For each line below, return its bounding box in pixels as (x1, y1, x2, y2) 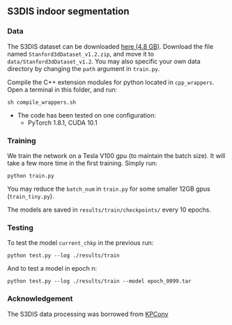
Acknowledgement (7, 294, 73, 303)
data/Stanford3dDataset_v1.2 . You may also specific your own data (7, 57, 201, 65)
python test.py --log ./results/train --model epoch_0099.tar (7, 278, 192, 285)
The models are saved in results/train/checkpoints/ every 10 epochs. (7, 205, 211, 214)
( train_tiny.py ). (7, 191, 54, 200)
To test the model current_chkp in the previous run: (7, 239, 154, 247)
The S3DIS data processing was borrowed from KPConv (7, 310, 169, 318)
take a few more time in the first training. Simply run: (7, 159, 158, 167)
